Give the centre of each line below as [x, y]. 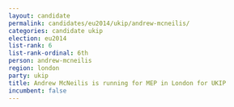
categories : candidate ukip [56, 31]
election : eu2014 [38, 38]
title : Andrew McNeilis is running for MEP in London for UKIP [117, 83]
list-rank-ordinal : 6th [49, 53]
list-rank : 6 [30, 46]
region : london [34, 68]
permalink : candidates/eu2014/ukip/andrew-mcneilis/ [99, 23]
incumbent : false [38, 91]
